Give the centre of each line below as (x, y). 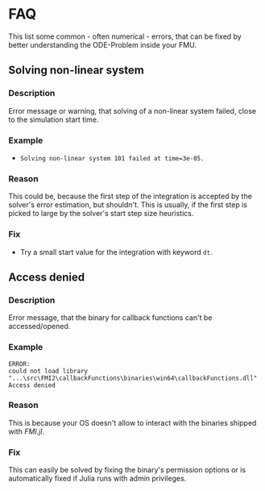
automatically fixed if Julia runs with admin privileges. (97, 479)
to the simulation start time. (54, 119)
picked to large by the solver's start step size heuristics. (101, 214)
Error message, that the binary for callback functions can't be (110, 318)
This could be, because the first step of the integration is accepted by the (130, 196)
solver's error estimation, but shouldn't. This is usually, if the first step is (128, 205)
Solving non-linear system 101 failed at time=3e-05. (112, 158)
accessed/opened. (39, 327)
